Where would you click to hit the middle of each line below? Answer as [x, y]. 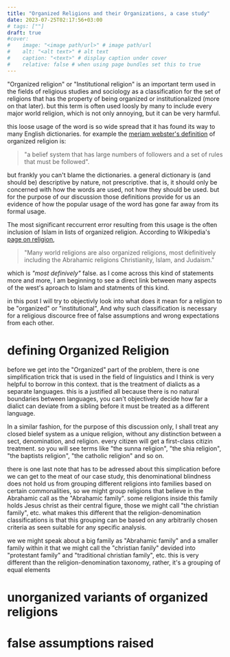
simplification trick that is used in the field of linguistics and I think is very [111, 377]
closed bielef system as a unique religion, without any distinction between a [114, 433]
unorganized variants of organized [107, 597]
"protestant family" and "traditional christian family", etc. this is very [103, 555]
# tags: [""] [26, 26]
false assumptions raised [81, 643]
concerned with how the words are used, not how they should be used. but [113, 189]
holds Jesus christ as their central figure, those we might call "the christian [113, 505]
